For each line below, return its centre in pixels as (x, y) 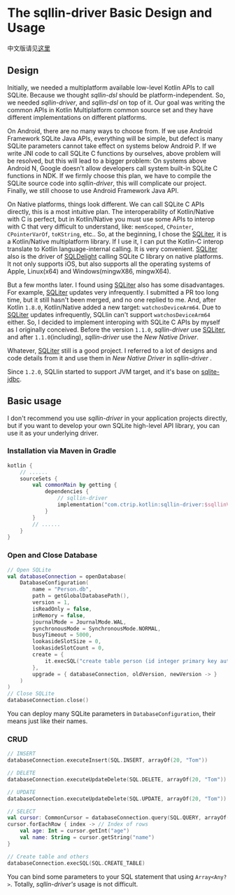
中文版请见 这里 (29, 48)
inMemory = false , (59, 615)
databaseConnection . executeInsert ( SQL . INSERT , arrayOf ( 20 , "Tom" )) (108, 760)
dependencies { (67, 492)
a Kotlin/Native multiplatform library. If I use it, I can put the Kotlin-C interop (115, 241)
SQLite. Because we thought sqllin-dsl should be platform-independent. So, (116, 95)
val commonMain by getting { (75, 485)
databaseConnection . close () (48, 700)
